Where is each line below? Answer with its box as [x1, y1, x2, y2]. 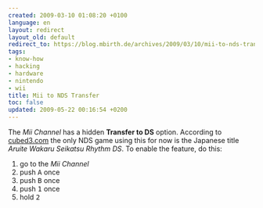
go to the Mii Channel [19, 160, 89, 168]
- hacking [8, 63, 41, 70]
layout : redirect [8, 26, 65, 34]
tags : [8, 48, 26, 56]
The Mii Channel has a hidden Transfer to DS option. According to [8, 127, 222, 137]
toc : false [8, 99, 44, 106]
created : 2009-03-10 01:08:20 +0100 [8, 11, 128, 20]
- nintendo [8, 77, 44, 84]
